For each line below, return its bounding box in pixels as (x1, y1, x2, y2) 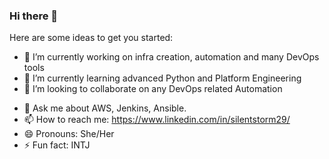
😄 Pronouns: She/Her (23, 128, 115, 140)
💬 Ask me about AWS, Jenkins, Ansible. (23, 102, 187, 114)
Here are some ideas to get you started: (9, 32, 174, 44)
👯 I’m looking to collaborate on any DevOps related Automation (23, 83, 283, 95)
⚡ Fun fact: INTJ (23, 139, 91, 151)
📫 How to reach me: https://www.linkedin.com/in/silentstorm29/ (23, 114, 291, 126)
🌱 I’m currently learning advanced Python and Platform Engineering (23, 72, 302, 84)
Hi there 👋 (9, 9, 59, 23)
